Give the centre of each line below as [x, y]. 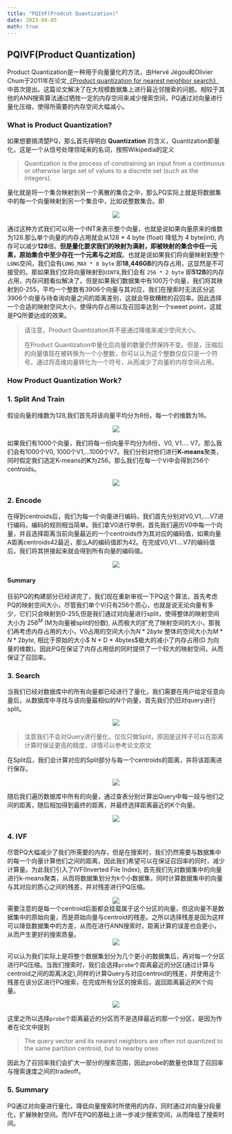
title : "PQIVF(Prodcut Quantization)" [63, 14]
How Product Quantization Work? [65, 380]
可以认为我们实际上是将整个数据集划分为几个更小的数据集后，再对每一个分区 [116, 956]
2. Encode [24, 500]
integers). [38, 178]
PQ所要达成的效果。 [41, 315]
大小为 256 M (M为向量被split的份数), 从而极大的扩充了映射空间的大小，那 [111, 622]
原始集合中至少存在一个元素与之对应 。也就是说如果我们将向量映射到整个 [122, 255]
